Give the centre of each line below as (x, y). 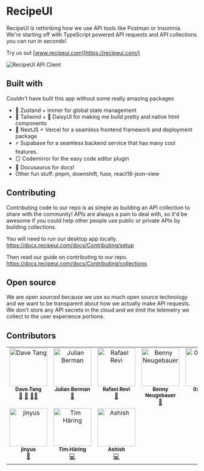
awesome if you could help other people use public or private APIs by (93, 220)
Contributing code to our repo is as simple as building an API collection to (98, 208)
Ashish (117, 449)
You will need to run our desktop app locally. (62, 239)
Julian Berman (72, 389)
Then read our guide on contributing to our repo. (67, 257)
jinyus (29, 449)
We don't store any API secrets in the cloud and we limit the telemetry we (98, 310)
